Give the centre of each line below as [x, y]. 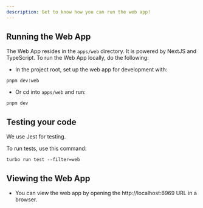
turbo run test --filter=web [43, 160]
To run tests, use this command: [46, 149]
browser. [26, 199]
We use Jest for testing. [36, 137]
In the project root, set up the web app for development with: [91, 70]
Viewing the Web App [48, 178]
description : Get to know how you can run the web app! [78, 12]
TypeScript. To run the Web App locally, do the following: [77, 58]
